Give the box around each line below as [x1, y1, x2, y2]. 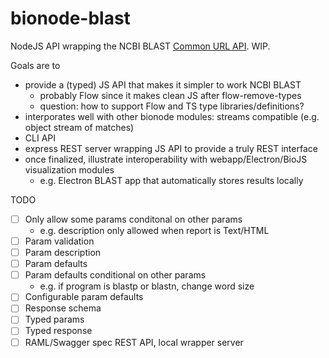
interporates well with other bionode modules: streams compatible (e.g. [24, 110, 320, 122]
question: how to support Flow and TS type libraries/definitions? [39, 100, 305, 112]
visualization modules [24, 163, 115, 176]
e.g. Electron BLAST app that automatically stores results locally [39, 174, 304, 186]
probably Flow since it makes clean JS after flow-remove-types [39, 89, 302, 101]
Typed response [24, 325, 93, 337]
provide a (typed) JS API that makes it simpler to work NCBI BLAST [24, 78, 302, 91]
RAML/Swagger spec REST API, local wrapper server [24, 336, 244, 348]
